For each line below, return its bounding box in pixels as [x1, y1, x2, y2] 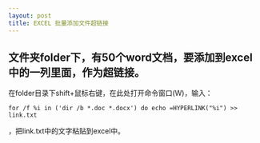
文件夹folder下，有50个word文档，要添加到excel [8, 50, 254, 64]
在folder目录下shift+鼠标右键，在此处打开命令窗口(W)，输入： [8, 89, 213, 98]
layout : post [8, 11, 52, 20]
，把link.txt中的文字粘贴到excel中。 [8, 126, 126, 136]
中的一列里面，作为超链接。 [8, 66, 146, 79]
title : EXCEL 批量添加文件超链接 [8, 19, 110, 27]
